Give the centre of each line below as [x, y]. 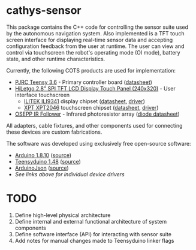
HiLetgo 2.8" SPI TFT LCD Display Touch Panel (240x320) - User [95, 88]
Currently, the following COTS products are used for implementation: [91, 70]
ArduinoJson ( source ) [42, 168]
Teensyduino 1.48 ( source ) [48, 161]
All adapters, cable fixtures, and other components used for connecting [94, 125]
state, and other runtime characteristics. [56, 59]
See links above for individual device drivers [70, 174]
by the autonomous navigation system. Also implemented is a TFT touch [95, 33]
